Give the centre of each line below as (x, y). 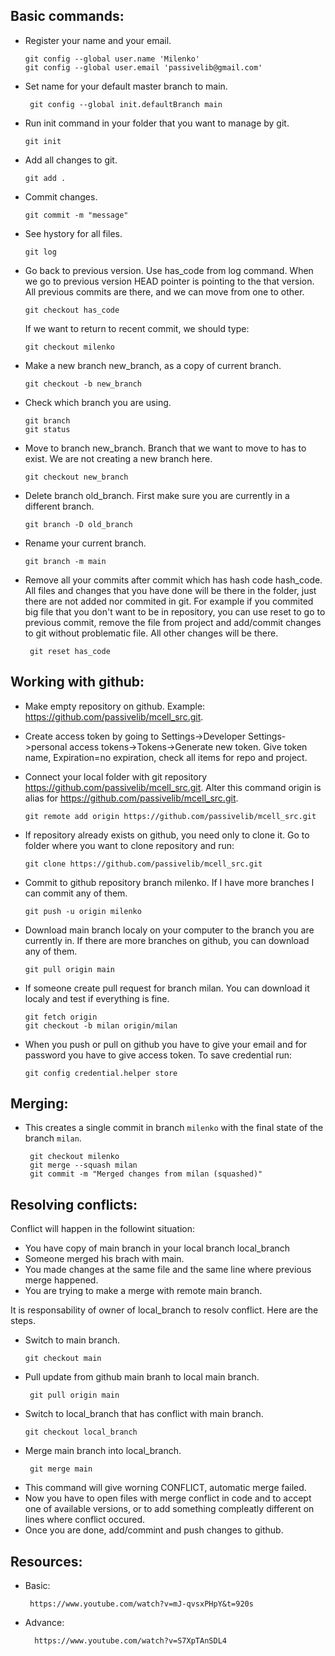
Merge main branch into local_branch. (103, 1451)
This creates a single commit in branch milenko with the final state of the (174, 1128)
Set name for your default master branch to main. (126, 86)
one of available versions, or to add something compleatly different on (169, 1509)
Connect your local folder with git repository (116, 776)
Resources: (46, 1561)
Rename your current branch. (85, 543)
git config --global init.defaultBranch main (126, 104)
